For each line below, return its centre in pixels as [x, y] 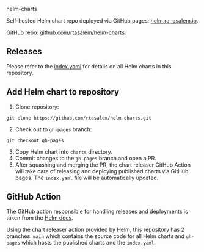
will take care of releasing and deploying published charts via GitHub [102, 171]
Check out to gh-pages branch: [53, 129]
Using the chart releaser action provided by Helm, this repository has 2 [96, 230]
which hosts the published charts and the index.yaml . [89, 243]
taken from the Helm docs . [40, 218]
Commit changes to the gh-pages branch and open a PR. [86, 158]
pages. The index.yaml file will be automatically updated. [87, 178]
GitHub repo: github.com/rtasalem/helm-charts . [66, 32]
